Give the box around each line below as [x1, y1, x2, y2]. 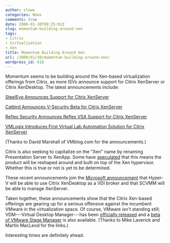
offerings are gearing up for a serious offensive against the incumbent [5, 201, 152, 207]
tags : [5, 31, 17, 36]
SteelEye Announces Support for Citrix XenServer [5, 94, 109, 100]
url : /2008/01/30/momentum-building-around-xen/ [5, 54, 110, 60]
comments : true [5, 17, 38, 22]
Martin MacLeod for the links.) [5, 222, 69, 229]
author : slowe [5, 7, 36, 13]
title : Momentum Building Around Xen [5, 50, 85, 55]
